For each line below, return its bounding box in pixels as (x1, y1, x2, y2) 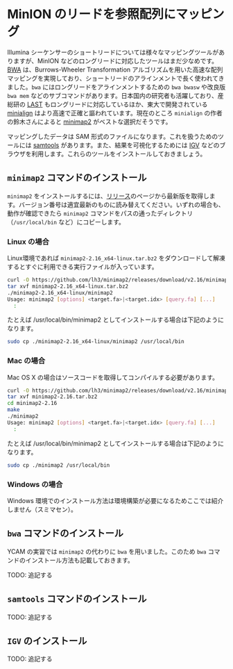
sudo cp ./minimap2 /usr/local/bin (7, 461, 110, 469)
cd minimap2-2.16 (7, 400, 58, 407)
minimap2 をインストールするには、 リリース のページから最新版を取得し (7, 192, 209, 200)
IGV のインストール (7, 635, 87, 647)
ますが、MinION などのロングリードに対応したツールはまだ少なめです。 (12, 56, 218, 65)
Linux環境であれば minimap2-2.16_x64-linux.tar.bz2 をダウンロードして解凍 (7, 254, 225, 263)
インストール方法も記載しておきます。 (25, 556, 134, 564)
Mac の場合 (7, 356, 46, 365)
